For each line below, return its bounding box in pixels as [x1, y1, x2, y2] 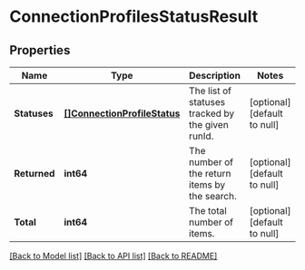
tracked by [189, 107, 235, 120]
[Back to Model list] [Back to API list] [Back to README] [9, 251, 218, 261]
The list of [189, 84, 232, 97]
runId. [189, 130, 214, 142]
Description [189, 70, 241, 82]
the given [189, 119, 229, 130]
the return [189, 168, 231, 179]
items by [189, 178, 225, 191]
